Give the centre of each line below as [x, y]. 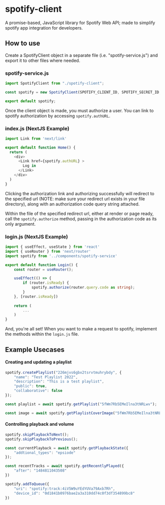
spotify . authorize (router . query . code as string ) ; [83, 288]
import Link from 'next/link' [36, 139]
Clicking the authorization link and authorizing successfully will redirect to [80, 193]
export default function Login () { [41, 265]
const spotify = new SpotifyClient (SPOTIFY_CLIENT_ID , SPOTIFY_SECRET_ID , [83, 92]
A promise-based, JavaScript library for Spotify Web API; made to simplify [80, 23]
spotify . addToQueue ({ [27, 484]
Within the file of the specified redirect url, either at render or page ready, [79, 213]
